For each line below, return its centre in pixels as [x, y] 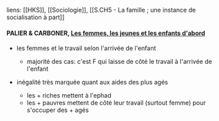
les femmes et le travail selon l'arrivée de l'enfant [86, 48]
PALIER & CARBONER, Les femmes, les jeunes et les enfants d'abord [106, 33]
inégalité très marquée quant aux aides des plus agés [92, 82]
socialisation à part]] [35, 17]
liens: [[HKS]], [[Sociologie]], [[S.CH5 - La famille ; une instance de [101, 10]
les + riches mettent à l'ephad [69, 96]
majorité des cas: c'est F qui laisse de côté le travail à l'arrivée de [119, 62]
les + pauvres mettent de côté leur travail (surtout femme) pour [116, 103]
